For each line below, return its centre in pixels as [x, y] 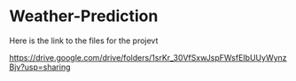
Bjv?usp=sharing [40, 67]
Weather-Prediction [84, 16]
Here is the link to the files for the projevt [84, 40]
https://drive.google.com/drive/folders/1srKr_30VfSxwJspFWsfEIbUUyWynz [148, 57]
